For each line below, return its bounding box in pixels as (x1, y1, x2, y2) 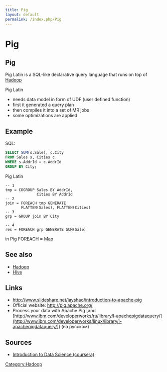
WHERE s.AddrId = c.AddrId (5, 159, 62, 164)
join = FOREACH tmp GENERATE (5, 201, 66, 206)
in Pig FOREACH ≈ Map (5, 236, 54, 242)
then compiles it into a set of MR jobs (12, 107, 89, 113)
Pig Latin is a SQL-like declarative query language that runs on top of (5, 71, 147, 78)
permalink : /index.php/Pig (5, 17, 62, 22)
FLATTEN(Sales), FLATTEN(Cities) (21, 205, 91, 210)
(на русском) (61, 324, 89, 330)
